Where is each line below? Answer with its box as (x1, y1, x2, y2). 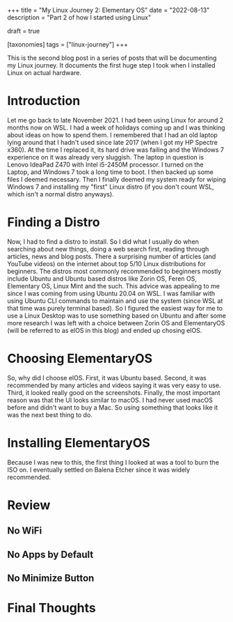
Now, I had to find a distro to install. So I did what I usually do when (7, 237, 200, 246)
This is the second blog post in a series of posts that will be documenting (7, 54, 217, 62)
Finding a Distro (7, 215, 100, 231)
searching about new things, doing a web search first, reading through (7, 244, 209, 253)
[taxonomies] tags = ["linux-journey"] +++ (7, 40, 129, 48)
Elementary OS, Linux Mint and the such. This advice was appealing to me (7, 281, 220, 290)
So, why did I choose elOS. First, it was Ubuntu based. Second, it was (7, 373, 207, 382)
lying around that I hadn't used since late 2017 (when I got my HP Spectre (7, 138, 218, 146)
